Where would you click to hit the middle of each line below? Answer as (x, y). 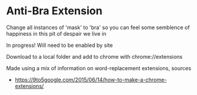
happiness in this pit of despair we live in (56, 33)
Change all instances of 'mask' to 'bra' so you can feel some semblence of (98, 27)
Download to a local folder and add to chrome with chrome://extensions (95, 56)
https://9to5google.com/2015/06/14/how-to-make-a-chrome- (91, 80)
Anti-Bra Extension (54, 11)
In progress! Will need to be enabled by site (60, 45)
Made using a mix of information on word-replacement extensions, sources (99, 68)
